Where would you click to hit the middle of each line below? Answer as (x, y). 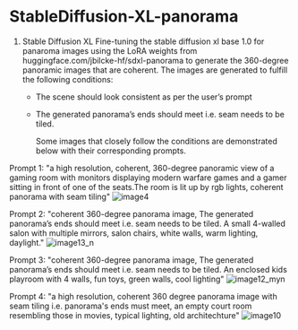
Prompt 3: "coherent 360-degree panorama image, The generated (132, 260)
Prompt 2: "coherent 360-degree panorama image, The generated (132, 213)
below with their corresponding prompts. (111, 151)
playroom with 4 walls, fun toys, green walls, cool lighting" (117, 279)
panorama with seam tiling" (60, 196)
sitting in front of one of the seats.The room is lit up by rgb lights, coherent (146, 187)
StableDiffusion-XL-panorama (124, 17)
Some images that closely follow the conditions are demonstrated (156, 141)
